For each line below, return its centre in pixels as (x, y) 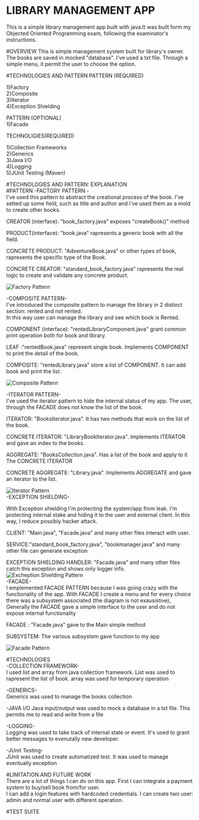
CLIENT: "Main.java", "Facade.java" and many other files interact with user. (98, 532)
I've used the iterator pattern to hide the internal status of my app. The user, (99, 401)
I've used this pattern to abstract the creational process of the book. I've (95, 197)
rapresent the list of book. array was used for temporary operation (88, 678)
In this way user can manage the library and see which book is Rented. (93, 317)
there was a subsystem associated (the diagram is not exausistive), (88, 600)
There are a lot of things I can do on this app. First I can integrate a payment (99, 781)
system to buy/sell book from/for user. (53, 787)
